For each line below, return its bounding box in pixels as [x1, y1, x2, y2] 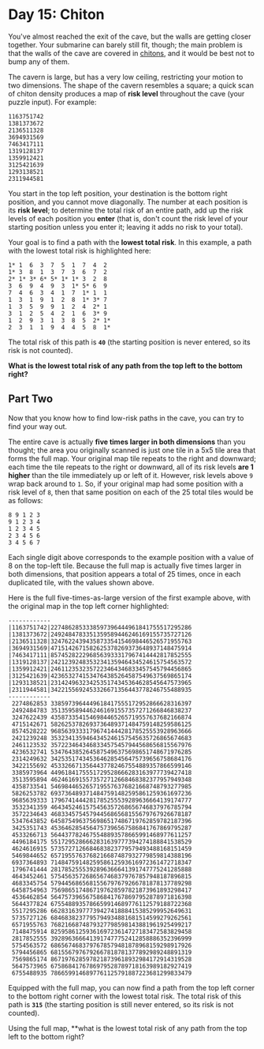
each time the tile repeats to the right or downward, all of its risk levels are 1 [8, 462, 254, 472]
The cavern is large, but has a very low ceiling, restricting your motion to [8, 72, 244, 81]
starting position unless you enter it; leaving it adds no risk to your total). [8, 222, 244, 231]
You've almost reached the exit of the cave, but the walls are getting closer [8, 32, 251, 41]
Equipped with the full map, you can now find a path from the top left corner [8, 983, 255, 992]
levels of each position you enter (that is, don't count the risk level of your [8, 213, 248, 223]
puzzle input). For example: [8, 97, 97, 107]
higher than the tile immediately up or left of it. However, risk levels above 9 [8, 470, 254, 479]
